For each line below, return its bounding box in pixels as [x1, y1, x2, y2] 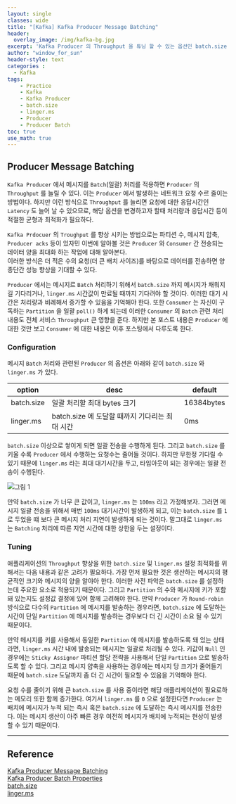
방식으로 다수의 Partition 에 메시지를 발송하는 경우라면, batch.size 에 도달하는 [7, 603, 226, 611]
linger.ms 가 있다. [7, 368, 58, 376]
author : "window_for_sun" [7, 50, 83, 57]
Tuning [7, 542, 32, 552]
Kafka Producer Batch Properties [7, 774, 103, 783]
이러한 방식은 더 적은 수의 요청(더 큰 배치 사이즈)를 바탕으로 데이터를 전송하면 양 [7, 257, 225, 265]
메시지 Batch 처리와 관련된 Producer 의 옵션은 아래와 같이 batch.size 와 [7, 359, 205, 368]
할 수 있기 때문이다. [7, 720, 60, 729]
